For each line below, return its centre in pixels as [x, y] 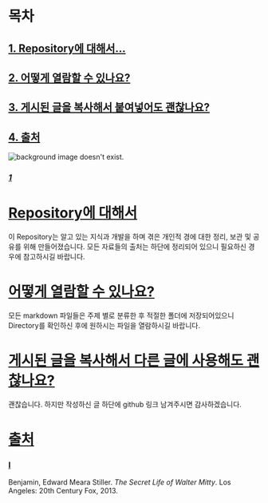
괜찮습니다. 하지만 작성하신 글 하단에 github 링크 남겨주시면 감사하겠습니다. [125, 404]
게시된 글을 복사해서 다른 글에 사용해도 [126, 361]
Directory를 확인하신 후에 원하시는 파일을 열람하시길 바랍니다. [104, 325]
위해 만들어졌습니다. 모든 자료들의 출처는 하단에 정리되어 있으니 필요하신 [135, 247]
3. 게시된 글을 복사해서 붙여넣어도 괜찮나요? [109, 107]
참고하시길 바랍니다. [54, 257]
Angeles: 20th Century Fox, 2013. [63, 491]
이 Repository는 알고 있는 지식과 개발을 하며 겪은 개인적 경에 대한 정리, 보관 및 [130, 237]
